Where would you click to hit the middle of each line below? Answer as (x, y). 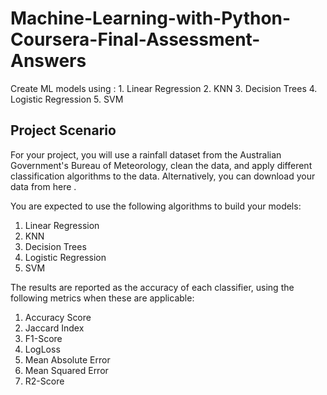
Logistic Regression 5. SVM (67, 99)
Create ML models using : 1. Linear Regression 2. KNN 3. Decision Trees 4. (164, 88)
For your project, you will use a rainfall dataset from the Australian (146, 154)
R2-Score (44, 381)
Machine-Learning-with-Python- (151, 18)
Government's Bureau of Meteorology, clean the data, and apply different (161, 165)
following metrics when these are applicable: (102, 298)
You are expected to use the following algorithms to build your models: (156, 206)
